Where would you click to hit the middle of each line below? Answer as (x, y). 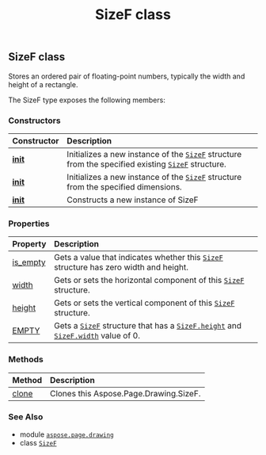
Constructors (34, 120)
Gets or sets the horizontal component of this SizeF (149, 281)
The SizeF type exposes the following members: (87, 100)
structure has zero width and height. (121, 267)
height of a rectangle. (43, 84)
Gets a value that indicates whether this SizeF (139, 258)
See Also (26, 417)
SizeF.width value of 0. (97, 336)
